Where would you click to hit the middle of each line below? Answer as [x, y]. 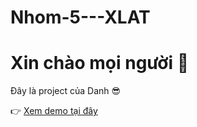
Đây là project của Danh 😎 [66, 91]
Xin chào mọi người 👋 [100, 63]
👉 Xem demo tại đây [54, 111]
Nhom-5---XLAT [80, 17]
